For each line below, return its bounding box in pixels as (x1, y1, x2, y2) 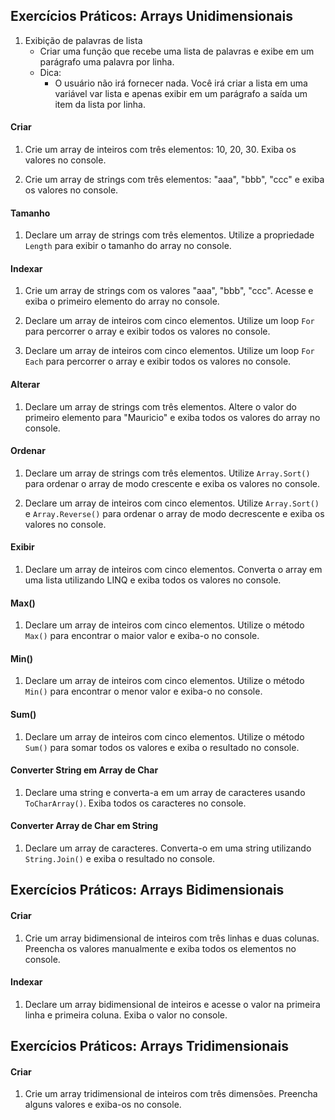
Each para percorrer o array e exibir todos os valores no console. (24, 355, 292, 368)
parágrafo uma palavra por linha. (39, 55, 175, 68)
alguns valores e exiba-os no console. (24, 1099, 182, 1111)
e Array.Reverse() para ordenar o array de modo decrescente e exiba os (24, 507, 325, 519)
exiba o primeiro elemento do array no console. (24, 295, 220, 308)
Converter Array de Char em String (10, 820, 159, 832)
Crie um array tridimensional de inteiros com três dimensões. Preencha (24, 1088, 318, 1100)
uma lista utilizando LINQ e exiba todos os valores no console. (24, 574, 282, 586)
